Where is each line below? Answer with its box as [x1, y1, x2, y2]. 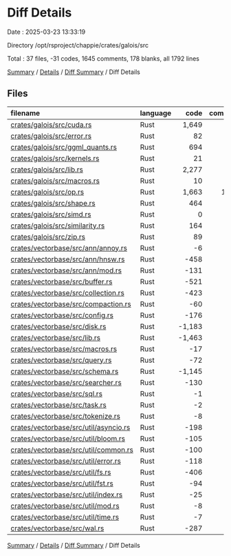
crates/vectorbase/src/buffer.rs [10, 277, 113, 286]
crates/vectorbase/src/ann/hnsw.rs [10, 254, 125, 264]
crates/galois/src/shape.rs [10, 198, 96, 208]
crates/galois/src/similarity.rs [10, 221, 105, 230]
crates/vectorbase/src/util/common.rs [10, 445, 134, 455]
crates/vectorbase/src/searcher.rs [10, 377, 122, 387]
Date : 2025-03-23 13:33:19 [7, 28, 86, 36]
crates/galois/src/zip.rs [10, 232, 86, 241]
